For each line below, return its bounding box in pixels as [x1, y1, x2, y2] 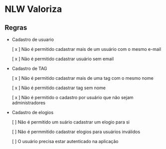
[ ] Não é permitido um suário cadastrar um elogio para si [11, 119, 130, 125]
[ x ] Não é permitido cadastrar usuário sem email [11, 56, 114, 62]
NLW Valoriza [4, 3, 62, 15]
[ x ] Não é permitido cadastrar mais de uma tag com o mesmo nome [11, 75, 154, 81]
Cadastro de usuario [11, 36, 54, 42]
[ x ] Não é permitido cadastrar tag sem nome [11, 85, 106, 91]
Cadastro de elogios [11, 110, 54, 115]
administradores [11, 100, 46, 106]
